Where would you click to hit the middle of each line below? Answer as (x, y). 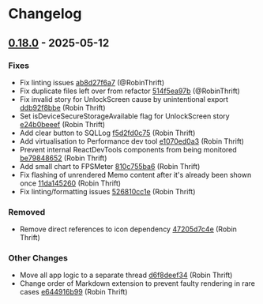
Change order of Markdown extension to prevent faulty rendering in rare (137, 283)
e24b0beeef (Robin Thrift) (62, 124)
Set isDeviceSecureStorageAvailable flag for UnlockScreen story (125, 116)
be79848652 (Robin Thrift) (63, 158)
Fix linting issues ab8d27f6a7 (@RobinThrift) (92, 82)
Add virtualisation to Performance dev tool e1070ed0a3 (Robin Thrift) (132, 141)
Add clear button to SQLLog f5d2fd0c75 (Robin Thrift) (107, 133)
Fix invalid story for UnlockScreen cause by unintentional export (124, 99)
